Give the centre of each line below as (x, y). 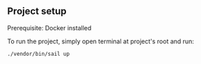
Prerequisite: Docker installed (49, 28)
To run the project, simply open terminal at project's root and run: (101, 41)
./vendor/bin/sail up (39, 54)
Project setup (37, 11)
